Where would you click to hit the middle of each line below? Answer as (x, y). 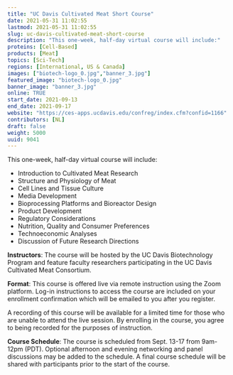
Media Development (47, 196)
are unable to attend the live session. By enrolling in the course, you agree (116, 320)
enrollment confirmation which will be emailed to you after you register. (111, 299)
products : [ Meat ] (33, 54)
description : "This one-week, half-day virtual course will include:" (114, 40)
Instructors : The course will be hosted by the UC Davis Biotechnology (110, 255)
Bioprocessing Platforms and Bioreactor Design (87, 204)
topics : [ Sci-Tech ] (36, 60)
